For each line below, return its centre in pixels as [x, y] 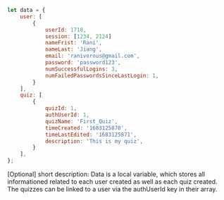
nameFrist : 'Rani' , [73, 43]
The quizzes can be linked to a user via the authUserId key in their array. [112, 189]
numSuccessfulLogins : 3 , [81, 69]
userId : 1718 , [66, 30]
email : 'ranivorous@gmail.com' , [92, 56]
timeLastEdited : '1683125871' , [91, 135]
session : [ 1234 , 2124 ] [78, 36]
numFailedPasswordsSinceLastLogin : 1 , [102, 75]
